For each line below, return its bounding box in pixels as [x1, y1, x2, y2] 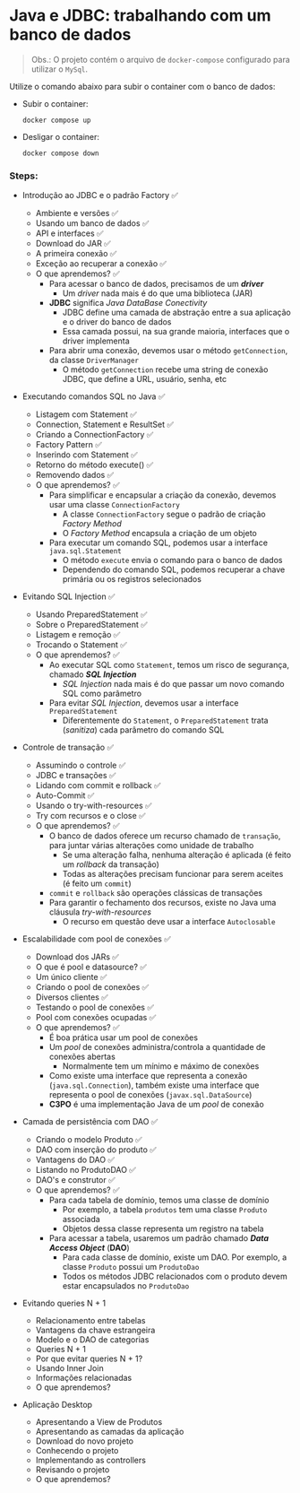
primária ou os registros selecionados [62, 574, 201, 585]
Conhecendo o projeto [35, 1445, 119, 1456]
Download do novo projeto [35, 1436, 134, 1446]
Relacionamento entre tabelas [35, 1315, 146, 1326]
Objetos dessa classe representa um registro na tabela [62, 1223, 264, 1234]
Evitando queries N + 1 [21, 1298, 106, 1309]
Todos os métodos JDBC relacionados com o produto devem [62, 1271, 288, 1282]
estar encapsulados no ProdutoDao [62, 1280, 190, 1291]
